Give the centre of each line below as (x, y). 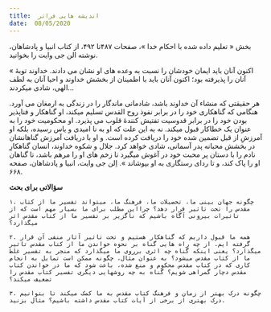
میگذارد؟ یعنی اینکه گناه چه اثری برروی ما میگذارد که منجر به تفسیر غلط (135, 251)
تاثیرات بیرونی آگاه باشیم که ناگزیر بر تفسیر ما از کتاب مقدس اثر (125, 216)
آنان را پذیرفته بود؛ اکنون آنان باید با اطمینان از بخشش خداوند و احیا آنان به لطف (127, 79)
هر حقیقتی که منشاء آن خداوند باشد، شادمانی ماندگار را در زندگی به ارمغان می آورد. (135, 103)
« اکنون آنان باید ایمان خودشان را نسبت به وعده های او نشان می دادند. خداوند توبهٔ (131, 70)
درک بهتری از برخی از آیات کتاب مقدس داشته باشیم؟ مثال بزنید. (117, 300)
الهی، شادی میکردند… (42, 87)
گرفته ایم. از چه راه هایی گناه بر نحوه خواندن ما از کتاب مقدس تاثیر (130, 244)
